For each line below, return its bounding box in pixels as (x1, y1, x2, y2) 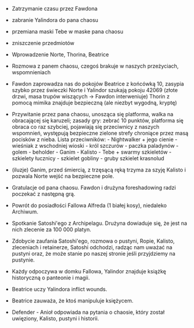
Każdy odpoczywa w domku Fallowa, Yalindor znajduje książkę (11, 268, 166, 275)
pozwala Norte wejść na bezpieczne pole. (11, 173, 115, 180)
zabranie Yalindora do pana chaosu (11, 17, 99, 23)
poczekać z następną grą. (11, 190, 75, 198)
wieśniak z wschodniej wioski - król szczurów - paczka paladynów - (11, 142, 179, 149)
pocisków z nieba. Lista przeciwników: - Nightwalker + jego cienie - (11, 136, 178, 143)
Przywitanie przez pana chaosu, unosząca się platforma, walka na (11, 111, 174, 117)
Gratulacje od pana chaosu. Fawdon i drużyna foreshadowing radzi (11, 184, 176, 191)
